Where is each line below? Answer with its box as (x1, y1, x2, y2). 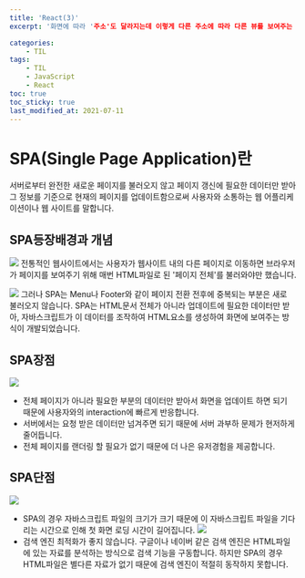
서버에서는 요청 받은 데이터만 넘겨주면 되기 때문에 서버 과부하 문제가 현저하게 (22, 418, 296, 428)
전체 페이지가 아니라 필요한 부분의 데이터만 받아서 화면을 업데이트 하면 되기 (22, 395, 289, 406)
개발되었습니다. (25, 323, 80, 334)
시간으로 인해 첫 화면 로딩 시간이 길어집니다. (39, 524, 196, 535)
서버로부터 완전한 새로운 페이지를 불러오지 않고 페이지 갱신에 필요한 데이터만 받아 (9, 180, 297, 191)
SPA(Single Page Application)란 (9, 148, 252, 169)
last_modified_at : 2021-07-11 (9, 106, 125, 115)
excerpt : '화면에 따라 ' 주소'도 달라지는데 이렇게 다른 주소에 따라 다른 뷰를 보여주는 (9, 22, 293, 31)
